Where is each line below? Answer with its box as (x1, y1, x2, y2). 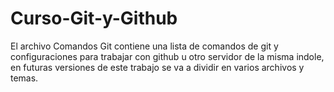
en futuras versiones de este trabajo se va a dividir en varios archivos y (10, 61, 305, 73)
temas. (10, 72, 39, 84)
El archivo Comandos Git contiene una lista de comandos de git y (10, 40, 279, 52)
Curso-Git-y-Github (10, 7, 178, 30)
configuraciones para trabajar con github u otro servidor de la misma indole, (10, 50, 325, 62)
